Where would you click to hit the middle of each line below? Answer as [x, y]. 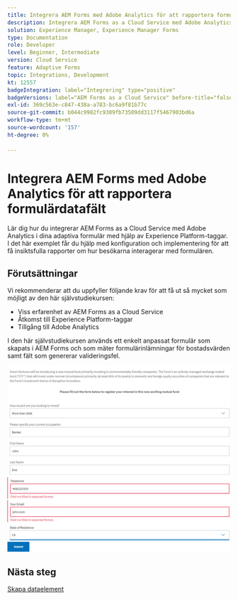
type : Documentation [38, 38]
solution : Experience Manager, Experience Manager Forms [93, 30]
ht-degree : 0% [28, 135]
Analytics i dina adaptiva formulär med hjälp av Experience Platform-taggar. [118, 236]
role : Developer [31, 45]
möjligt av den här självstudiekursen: [61, 298]
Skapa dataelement [35, 589]
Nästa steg [32, 572]
